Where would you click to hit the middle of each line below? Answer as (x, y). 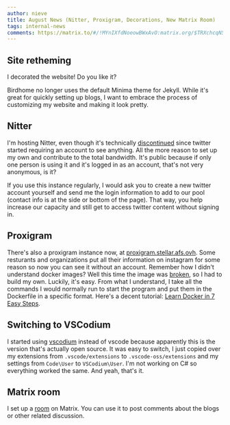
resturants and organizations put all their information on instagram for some (114, 259)
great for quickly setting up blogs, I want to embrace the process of (102, 97)
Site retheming (39, 60)
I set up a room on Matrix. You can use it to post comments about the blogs (113, 409)
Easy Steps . (24, 303)
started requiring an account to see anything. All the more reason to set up (112, 150)
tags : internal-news (37, 26)
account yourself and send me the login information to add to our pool (106, 192)
